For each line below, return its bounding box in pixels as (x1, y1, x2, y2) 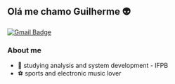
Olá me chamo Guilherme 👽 (7, 6, 131, 17)
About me (7, 45, 42, 55)
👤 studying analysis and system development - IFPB (17, 62, 169, 70)
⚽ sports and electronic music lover (17, 69, 122, 78)
